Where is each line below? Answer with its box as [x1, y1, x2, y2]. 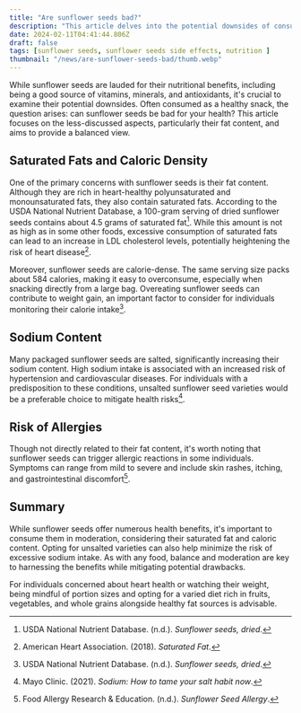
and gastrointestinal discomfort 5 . [9, 472, 131, 484]
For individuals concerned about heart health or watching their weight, [9, 578, 270, 589]
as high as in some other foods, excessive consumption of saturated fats [9, 226, 278, 237]
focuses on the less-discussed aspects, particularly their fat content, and [9, 118, 279, 128]
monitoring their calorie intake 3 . [9, 303, 127, 314]
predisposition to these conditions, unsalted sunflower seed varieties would [9, 383, 288, 393]
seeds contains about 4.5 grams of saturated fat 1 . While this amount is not [9, 215, 283, 227]
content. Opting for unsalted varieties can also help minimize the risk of [9, 542, 273, 553]
